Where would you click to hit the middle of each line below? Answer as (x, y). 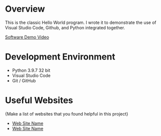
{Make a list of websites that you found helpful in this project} (67, 114)
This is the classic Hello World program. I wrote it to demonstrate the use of (81, 22)
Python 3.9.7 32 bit (31, 70)
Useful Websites (39, 100)
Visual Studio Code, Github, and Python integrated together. (65, 27)
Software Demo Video (27, 37)
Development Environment (60, 57)
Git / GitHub (24, 80)
